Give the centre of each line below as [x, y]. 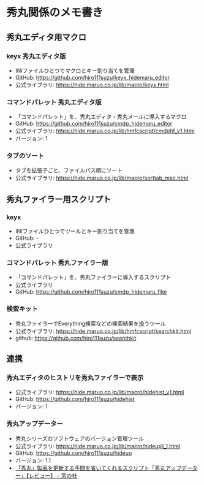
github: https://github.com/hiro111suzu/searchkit [76, 338]
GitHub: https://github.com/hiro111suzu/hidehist [75, 399]
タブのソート [25, 156]
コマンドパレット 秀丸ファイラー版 [57, 263]
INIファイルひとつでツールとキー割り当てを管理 [75, 231]
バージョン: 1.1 [33, 460]
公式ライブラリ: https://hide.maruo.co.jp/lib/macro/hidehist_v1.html [100, 392]
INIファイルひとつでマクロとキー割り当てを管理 [75, 71]
